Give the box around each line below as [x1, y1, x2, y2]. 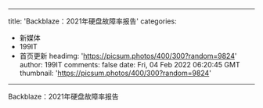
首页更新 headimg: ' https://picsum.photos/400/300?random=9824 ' [19, 52, 237, 60]
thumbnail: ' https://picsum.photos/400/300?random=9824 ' [19, 68, 211, 77]
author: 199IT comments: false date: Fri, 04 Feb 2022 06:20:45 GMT [19, 60, 240, 69]
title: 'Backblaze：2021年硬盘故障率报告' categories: [8, 16, 178, 26]
